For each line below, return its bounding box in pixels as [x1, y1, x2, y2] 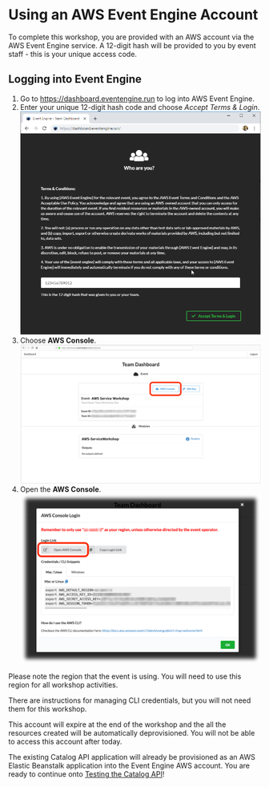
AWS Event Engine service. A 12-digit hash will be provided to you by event [8, 40, 256, 50]
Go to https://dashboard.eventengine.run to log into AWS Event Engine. [19, 94, 255, 103]
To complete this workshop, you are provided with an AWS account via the [8, 32, 255, 42]
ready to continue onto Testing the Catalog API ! [8, 769, 165, 779]
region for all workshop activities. [8, 680, 118, 690]
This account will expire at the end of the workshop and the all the [8, 720, 227, 729]
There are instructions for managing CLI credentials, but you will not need [8, 696, 251, 705]
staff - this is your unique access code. [8, 49, 138, 59]
